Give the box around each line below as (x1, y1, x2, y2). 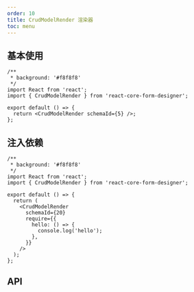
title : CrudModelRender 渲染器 (7, 16, 94, 23)
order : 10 (7, 10, 36, 17)
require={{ (25, 215, 57, 222)
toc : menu (7, 23, 36, 29)
